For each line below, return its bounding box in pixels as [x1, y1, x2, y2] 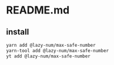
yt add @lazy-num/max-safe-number [6, 53, 91, 59]
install [6, 27, 29, 37]
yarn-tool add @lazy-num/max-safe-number [6, 47, 109, 53]
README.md [6, 4, 70, 17]
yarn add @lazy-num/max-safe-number [6, 42, 96, 48]
